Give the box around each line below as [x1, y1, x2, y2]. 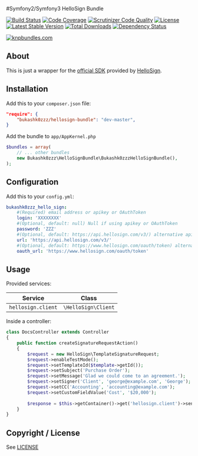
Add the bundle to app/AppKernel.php [6, 133, 96, 140]
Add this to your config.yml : [6, 193, 75, 200]
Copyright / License [6, 428, 81, 438]
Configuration [6, 177, 59, 187]
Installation [6, 84, 48, 94]
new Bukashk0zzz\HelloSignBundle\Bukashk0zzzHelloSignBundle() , [16, 155, 178, 161]
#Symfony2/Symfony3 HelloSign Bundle [6, 5, 104, 12]
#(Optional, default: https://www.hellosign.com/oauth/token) [16, 242, 173, 249]
